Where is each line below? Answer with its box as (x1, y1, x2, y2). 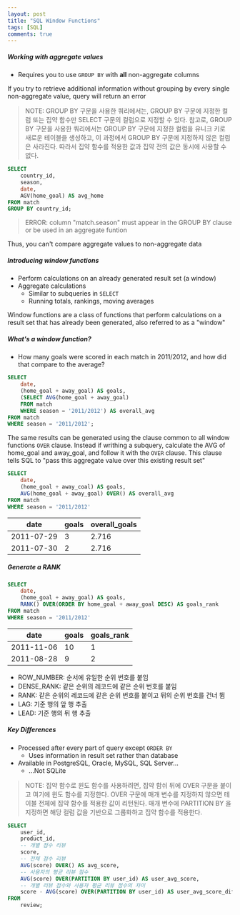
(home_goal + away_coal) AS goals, (20, 484, 126, 491)
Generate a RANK (7, 563, 61, 571)
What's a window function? (7, 334, 91, 343)
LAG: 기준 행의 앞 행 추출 (17, 699, 88, 708)
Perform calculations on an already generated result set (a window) (17, 274, 216, 283)
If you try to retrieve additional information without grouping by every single (7, 84, 230, 93)
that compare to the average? (17, 360, 105, 369)
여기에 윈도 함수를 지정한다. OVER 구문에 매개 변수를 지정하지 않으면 (32, 790, 223, 799)
